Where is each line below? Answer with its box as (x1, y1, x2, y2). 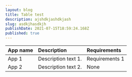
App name (8, 47, 33, 53)
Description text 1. (37, 55, 82, 62)
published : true (5, 31, 39, 36)
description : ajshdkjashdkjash (5, 17, 71, 22)
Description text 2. (37, 63, 82, 70)
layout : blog (5, 7, 33, 13)
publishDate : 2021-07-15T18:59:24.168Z (5, 26, 90, 31)
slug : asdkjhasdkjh (5, 21, 47, 27)
